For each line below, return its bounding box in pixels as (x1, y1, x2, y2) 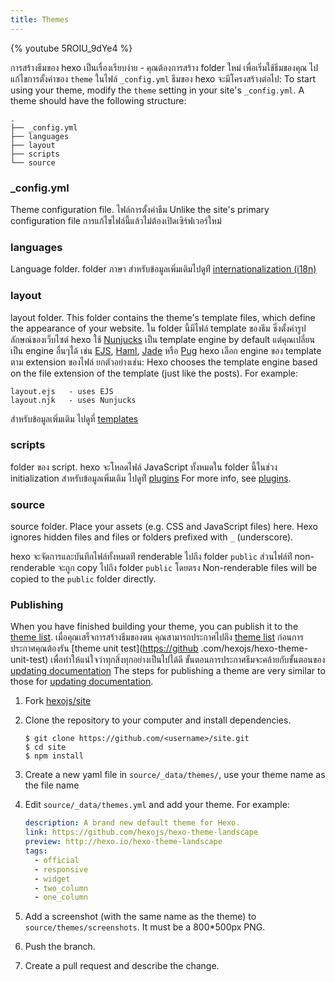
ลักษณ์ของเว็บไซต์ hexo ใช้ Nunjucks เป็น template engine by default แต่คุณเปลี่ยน (10, 333, 315, 345)
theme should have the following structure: (10, 94, 187, 106)
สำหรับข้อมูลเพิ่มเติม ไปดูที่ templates (10, 412, 139, 425)
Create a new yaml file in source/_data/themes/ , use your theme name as (24, 769, 326, 781)
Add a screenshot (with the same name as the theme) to (24, 911, 257, 923)
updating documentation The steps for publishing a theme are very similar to (10, 665, 326, 677)
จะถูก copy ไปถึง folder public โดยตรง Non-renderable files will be (57, 562, 318, 574)
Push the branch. (24, 941, 96, 953)
